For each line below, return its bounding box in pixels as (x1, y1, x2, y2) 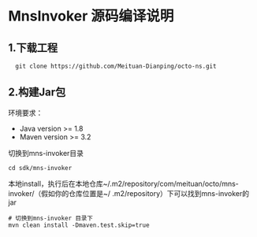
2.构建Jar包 (8, 86, 66, 99)
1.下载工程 (8, 41, 58, 54)
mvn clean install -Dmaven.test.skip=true (8, 221, 150, 229)
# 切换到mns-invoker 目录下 (8, 214, 93, 222)
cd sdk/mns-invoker (8, 164, 73, 172)
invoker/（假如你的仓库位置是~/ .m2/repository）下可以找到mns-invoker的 (8, 188, 250, 198)
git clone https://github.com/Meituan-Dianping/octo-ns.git (15, 62, 217, 70)
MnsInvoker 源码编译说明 (8, 7, 174, 25)
